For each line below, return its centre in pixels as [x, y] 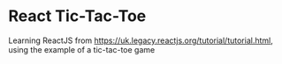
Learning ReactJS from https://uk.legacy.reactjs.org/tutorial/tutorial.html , [141, 40]
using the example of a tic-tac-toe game [82, 49]
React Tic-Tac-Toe [77, 16]
